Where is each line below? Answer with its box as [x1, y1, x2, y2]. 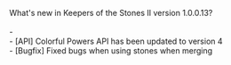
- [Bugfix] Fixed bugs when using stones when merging [9, 45, 213, 56]
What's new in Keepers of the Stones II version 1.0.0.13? [9, 8, 213, 18]
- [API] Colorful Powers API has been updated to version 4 [9, 36, 224, 46]
